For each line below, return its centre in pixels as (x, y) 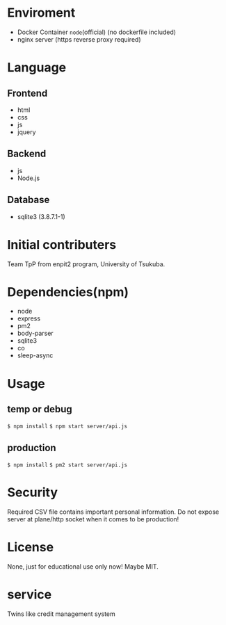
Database (29, 200)
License (31, 547)
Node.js (29, 178)
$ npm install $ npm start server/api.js (67, 427)
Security (32, 493)
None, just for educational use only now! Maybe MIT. (83, 567)
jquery (26, 132)
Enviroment (41, 13)
